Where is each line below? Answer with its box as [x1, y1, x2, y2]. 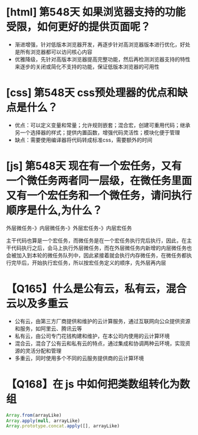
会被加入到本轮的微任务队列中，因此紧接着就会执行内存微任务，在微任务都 [6, 252, 187, 259]
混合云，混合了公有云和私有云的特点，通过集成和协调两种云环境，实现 [14, 340, 186, 347]
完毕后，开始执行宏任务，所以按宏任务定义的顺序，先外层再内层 [11, 259, 166, 266]
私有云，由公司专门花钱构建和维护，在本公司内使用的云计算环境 [14, 332, 170, 339]
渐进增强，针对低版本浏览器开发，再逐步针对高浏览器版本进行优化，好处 [14, 41, 190, 48]
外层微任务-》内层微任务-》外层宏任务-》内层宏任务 [6, 224, 133, 231]
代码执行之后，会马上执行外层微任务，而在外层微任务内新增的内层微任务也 [11, 244, 192, 252]
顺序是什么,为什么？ [6, 204, 103, 217]
